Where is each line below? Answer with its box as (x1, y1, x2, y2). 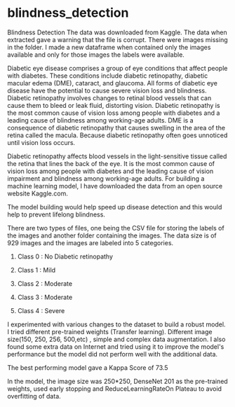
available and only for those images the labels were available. (7, 50, 184, 59)
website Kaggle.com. (7, 189, 68, 198)
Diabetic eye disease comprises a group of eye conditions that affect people (7, 64, 228, 72)
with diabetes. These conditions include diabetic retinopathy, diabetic (7, 71, 208, 80)
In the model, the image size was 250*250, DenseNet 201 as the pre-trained (7, 377, 228, 385)
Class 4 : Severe (17, 306, 65, 315)
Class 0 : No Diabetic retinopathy (17, 252, 114, 261)
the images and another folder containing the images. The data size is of (7, 231, 217, 240)
